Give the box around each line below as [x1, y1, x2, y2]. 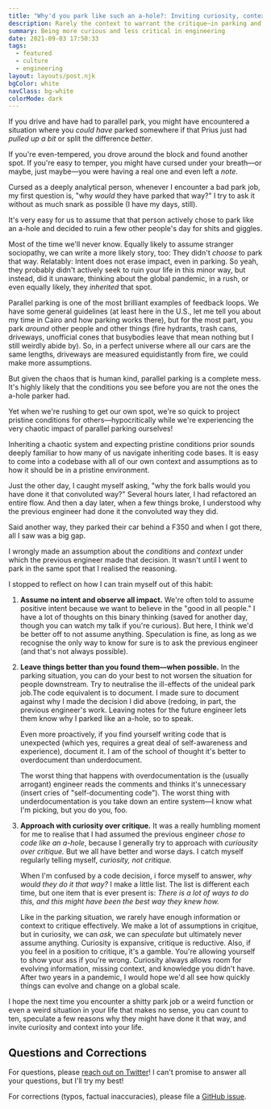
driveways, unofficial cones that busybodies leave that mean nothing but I [8, 332, 254, 342]
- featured [15, 49, 52, 57]
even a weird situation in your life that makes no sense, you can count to [8, 1006, 248, 1015]
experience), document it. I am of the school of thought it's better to [19, 747, 246, 757]
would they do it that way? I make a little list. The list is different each [19, 879, 250, 889]
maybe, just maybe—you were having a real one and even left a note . [8, 167, 238, 176]
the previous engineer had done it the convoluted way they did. [8, 507, 219, 517]
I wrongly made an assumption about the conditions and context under [8, 546, 244, 556]
